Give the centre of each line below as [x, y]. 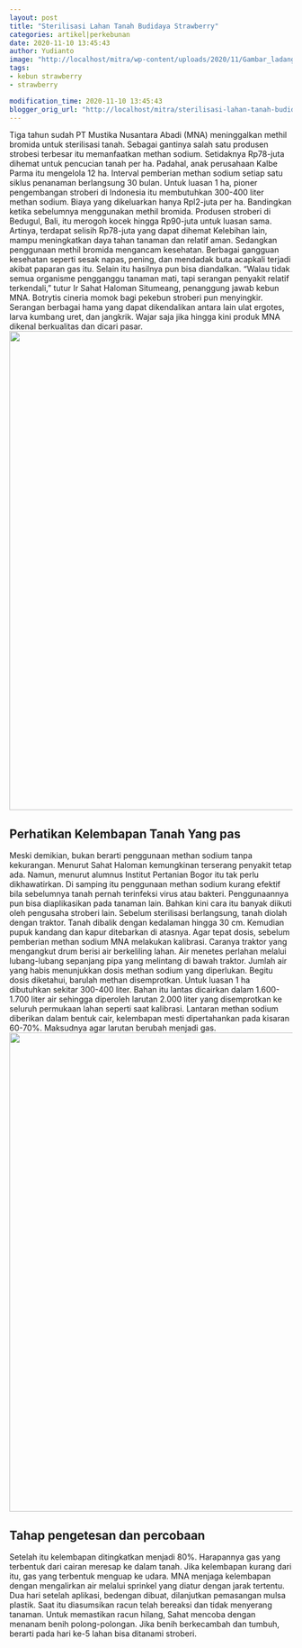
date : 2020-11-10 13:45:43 [60, 43]
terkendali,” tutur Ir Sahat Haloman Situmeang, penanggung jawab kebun [144, 288]
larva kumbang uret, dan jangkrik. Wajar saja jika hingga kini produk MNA [145, 317]
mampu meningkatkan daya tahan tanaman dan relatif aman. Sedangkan [143, 241]
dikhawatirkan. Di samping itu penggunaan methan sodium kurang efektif [145, 884]
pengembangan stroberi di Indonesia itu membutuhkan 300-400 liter [137, 192]
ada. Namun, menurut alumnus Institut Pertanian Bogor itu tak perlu [134, 874]
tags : [19, 69]
